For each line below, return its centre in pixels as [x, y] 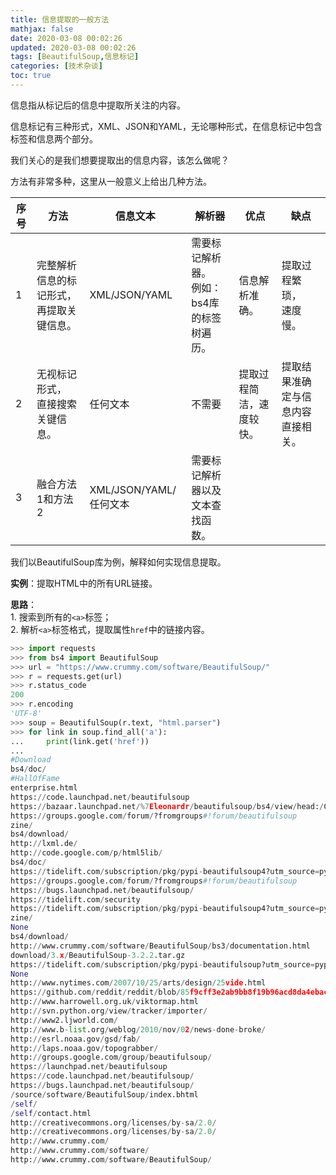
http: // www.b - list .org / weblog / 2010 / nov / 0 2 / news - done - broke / [138, 1029]
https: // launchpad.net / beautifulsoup [89, 1067]
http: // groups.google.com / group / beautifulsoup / [111, 1057]
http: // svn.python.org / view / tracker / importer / [109, 1011]
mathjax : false [42, 29]
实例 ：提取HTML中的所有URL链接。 [84, 583]
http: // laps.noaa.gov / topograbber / [84, 1048]
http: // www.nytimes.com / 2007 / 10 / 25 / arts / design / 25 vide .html [138, 983]
